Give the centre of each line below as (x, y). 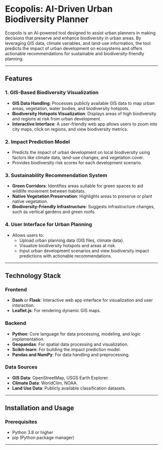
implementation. (28, 339)
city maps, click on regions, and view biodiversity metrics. (70, 129)
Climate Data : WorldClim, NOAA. (45, 383)
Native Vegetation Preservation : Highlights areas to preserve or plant (82, 196)
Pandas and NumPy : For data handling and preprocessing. (71, 354)
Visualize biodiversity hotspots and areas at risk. (68, 245)
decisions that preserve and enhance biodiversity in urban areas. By (73, 38)
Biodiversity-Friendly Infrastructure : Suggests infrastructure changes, (83, 207)
